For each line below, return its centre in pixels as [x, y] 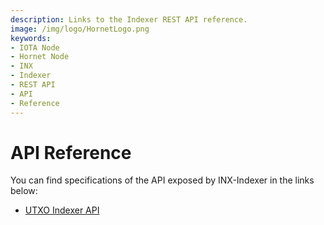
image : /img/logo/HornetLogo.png [80, 29]
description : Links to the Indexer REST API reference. [129, 19]
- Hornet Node [40, 57]
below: [24, 191]
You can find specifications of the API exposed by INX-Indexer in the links [162, 180]
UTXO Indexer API [62, 210]
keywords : [31, 38]
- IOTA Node [35, 47]
